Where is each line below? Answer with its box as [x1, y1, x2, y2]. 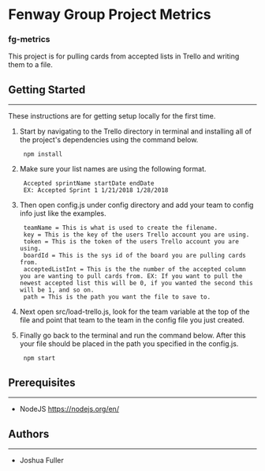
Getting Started [8, 83, 86, 96]
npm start [23, 354, 56, 363]
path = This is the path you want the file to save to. [23, 293, 211, 301]
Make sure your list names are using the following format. [19, 164, 207, 174]
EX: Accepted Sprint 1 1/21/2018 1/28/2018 [23, 187, 169, 194]
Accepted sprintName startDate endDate [23, 179, 155, 187]
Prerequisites [8, 375, 76, 389]
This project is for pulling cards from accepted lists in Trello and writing [8, 51, 240, 61]
